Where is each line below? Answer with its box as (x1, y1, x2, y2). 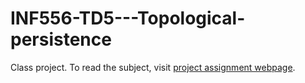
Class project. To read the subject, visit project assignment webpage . (10, 61, 296, 73)
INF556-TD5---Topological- (10, 7, 246, 30)
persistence (10, 28, 112, 51)
